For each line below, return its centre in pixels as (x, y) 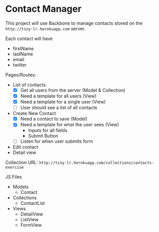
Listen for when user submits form (57, 141)
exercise (15, 167)
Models (21, 187)
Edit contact (25, 147)
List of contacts (29, 85)
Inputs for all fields (48, 130)
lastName (23, 54)
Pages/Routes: (21, 74)
